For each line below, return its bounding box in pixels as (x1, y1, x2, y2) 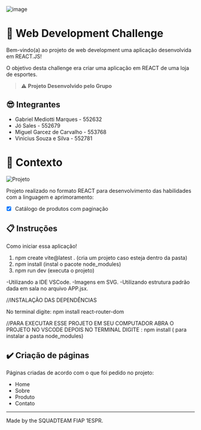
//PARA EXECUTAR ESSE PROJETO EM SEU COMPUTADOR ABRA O (6, 319, 174, 326)
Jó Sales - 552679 (14, 122, 61, 129)
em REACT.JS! (6, 53, 42, 60)
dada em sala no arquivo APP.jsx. (6, 284, 89, 292)
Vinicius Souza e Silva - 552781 (14, 135, 93, 142)
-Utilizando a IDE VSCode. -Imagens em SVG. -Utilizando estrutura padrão (6, 278, 190, 286)
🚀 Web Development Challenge (6, 27, 163, 40)
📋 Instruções (6, 223, 58, 234)
